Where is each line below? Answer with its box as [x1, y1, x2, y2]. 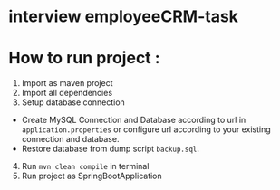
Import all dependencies [21, 88, 113, 99]
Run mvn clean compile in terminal [21, 161, 150, 172]
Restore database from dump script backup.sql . [21, 143, 200, 155]
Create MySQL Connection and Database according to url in [21, 115, 246, 126]
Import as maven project [21, 78, 114, 89]
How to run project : [8, 48, 160, 69]
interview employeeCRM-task [8, 6, 239, 27]
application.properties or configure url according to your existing [21, 124, 271, 135]
